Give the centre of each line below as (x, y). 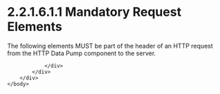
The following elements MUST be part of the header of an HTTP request (110, 46)
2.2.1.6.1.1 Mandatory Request (94, 12)
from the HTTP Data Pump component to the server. (82, 53)
